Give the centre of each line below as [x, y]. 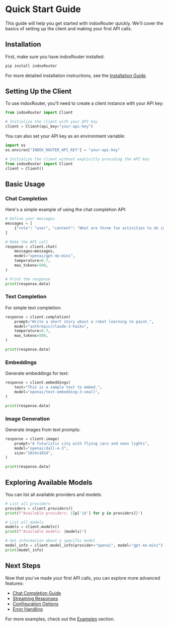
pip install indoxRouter [31, 66]
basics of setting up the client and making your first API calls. [69, 28]
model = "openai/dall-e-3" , [41, 448]
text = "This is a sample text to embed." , [58, 387]
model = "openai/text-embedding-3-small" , [57, 392]
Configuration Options [35, 604]
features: [15, 583]
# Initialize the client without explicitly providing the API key [77, 159]
